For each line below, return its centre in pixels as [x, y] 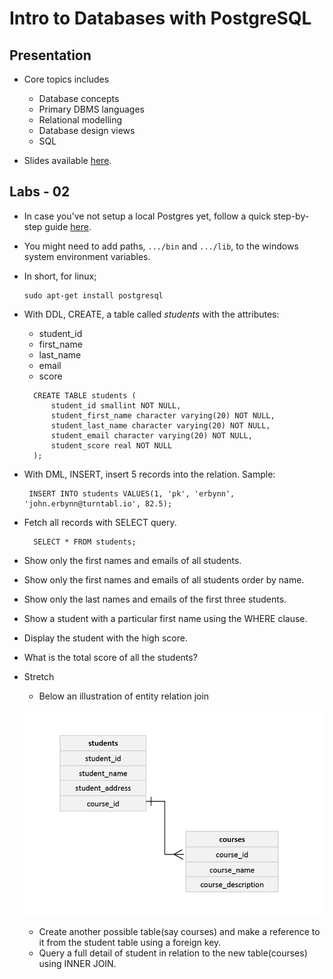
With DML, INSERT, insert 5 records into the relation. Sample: [149, 474]
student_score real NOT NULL [111, 445]
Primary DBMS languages [91, 109]
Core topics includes [66, 79]
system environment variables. [87, 256]
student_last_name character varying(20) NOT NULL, [160, 425]
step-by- [291, 216]
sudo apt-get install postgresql [93, 295]
